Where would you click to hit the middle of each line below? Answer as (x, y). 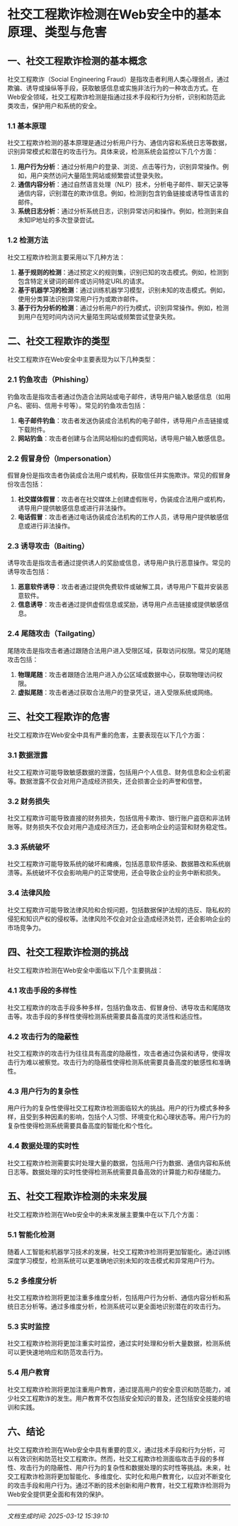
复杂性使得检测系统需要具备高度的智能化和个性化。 (82, 1126)
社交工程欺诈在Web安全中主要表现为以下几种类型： (82, 359)
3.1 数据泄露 (28, 755)
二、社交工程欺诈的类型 (58, 341)
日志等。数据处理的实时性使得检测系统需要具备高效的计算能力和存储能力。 (116, 1171)
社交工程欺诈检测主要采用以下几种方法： (66, 257)
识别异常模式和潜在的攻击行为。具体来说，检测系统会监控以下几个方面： (113, 152)
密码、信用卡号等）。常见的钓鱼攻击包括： (86, 405)
